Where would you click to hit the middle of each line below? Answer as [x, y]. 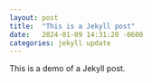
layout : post [34, 18]
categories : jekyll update [60, 43]
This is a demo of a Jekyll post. [67, 69]
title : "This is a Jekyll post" [72, 26]
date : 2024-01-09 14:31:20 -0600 [76, 34]
